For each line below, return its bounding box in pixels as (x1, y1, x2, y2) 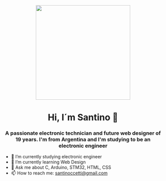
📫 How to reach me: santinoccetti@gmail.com (11, 170, 108, 176)
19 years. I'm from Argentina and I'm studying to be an (15, 136, 151, 143)
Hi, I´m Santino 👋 (48, 112, 118, 123)
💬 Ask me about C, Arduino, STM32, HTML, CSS (11, 164, 112, 170)
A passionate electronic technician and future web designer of (5, 130, 161, 137)
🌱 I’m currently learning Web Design (11, 159, 86, 165)
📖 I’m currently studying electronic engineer (11, 154, 102, 160)
